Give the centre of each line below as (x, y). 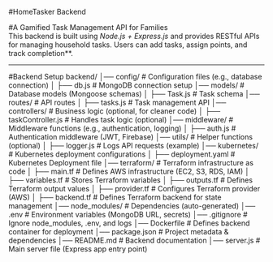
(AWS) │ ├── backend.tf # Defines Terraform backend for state (115, 197)
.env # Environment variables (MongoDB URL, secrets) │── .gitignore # (128, 215)
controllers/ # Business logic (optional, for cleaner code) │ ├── (115, 111)
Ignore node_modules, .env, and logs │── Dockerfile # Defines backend (129, 223)
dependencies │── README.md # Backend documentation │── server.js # (134, 240)
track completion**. (41, 53)
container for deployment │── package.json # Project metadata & (119, 232)
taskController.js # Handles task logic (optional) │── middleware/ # (121, 120)
